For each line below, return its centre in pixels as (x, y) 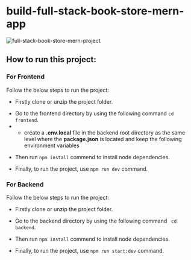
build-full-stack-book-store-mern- (95, 11)
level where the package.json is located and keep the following (103, 139)
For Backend (25, 184)
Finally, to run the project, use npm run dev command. (81, 169)
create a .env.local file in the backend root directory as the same (105, 132)
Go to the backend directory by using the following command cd (96, 221)
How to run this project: (51, 59)
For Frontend (26, 77)
